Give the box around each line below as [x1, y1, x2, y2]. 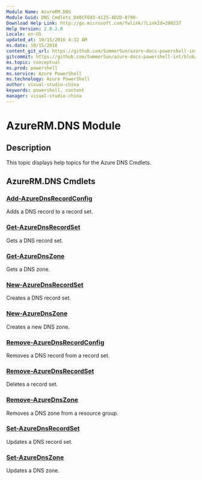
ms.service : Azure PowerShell [6, 71, 82, 77]
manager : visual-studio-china [6, 93, 82, 99]
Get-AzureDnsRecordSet [6, 223, 81, 232]
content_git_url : [6, 48, 50, 54]
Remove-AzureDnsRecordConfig [6, 338, 105, 347]
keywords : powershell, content [6, 87, 85, 93]
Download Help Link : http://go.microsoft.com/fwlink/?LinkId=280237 [6, 20, 182, 26]
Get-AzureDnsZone [6, 251, 65, 260]
